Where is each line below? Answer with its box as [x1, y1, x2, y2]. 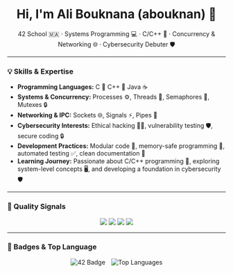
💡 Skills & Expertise [7, 66, 74, 76]
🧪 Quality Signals [7, 201, 66, 211]
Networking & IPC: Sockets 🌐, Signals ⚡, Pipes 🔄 [17, 111, 158, 119]
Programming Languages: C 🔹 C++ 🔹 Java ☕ [17, 83, 148, 91]
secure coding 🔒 [17, 132, 64, 140]
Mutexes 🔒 [17, 101, 48, 109]
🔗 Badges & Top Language [7, 242, 97, 252]
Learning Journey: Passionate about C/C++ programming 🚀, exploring [17, 157, 220, 165]
